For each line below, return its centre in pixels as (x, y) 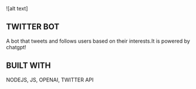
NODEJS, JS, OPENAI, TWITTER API (50, 80)
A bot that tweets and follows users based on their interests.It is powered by (98, 41)
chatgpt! (16, 47)
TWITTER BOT (33, 27)
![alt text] (17, 8)
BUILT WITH (28, 66)
